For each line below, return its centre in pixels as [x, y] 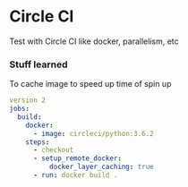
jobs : [19, 109]
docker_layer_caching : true [101, 167]
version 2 [28, 100]
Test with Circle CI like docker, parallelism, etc [94, 41]
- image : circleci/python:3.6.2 [93, 133]
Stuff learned [38, 64]
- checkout [53, 150]
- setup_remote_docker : [77, 158]
